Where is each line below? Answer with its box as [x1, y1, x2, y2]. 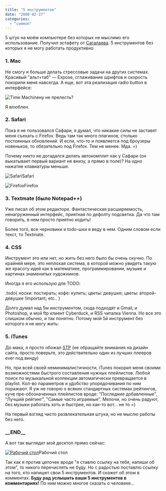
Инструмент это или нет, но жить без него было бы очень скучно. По [5, 255, 153, 261]
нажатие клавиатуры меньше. [5, 163, 69, 169]
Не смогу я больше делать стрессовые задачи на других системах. [5, 69, 150, 75]
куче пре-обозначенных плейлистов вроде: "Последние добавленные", [5, 391, 158, 397]
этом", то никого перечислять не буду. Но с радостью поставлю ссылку [5, 464, 159, 471]
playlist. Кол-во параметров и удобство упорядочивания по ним [5, 380, 141, 386]
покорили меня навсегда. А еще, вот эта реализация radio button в [5, 79, 147, 85]
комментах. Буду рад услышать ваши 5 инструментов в [5, 475, 127, 481]
